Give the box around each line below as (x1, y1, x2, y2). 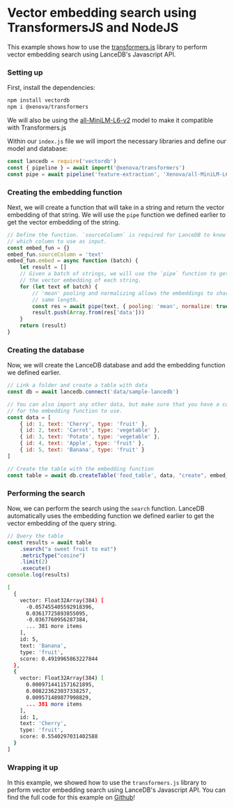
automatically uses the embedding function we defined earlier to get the (7, 511, 214, 520)
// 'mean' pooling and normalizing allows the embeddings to (32, 289, 214, 297)
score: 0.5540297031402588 (19, 733, 98, 740)
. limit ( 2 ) (19, 558, 49, 565)
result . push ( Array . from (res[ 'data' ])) (32, 309, 145, 317)
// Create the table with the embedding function (7, 465, 155, 472)
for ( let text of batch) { (19, 283, 98, 290)
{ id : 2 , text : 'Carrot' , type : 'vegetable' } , (19, 427, 160, 434)
